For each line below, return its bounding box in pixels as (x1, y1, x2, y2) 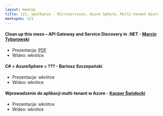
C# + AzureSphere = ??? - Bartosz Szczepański (5, 64, 103, 69)
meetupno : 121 (5, 16, 34, 21)
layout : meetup (5, 7, 36, 12)
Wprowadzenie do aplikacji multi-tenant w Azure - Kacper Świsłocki (5, 90, 146, 96)
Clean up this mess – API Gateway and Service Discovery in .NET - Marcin (5, 31, 157, 37)
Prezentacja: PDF (12, 47, 47, 53)
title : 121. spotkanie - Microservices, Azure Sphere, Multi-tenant (5, 12, 147, 17)
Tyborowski (5, 36, 30, 42)
